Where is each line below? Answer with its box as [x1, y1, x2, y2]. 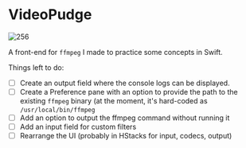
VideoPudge [8, 6, 92, 24]
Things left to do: [8, 62, 64, 72]
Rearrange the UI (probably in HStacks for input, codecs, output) [19, 131, 232, 141]
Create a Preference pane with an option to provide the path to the [19, 88, 238, 96]
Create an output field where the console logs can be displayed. [19, 78, 230, 88]
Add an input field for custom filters [19, 122, 137, 132]
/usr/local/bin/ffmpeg [19, 106, 96, 115]
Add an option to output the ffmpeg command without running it [19, 113, 230, 123]
